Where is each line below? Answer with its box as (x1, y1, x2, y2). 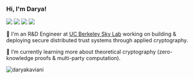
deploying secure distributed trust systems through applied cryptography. (6, 37, 189, 44)
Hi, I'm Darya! (6, 5, 47, 13)
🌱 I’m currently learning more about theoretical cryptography (6, 48, 156, 55)
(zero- (157, 48, 172, 55)
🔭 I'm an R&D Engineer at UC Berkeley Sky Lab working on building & (6, 30, 177, 37)
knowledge (6, 55, 34, 62)
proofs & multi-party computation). (35, 55, 121, 62)
